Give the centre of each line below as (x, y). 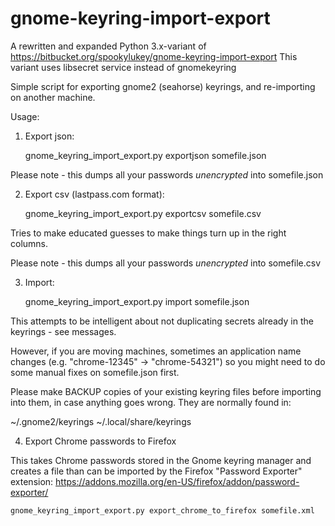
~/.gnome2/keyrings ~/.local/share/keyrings (101, 421)
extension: (32, 481)
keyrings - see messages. (63, 331)
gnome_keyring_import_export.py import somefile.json (137, 301)
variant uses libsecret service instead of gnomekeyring (123, 67)
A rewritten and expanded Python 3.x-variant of (108, 46)
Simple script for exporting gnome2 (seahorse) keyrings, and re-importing (163, 86)
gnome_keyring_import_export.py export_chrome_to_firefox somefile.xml (162, 510)
